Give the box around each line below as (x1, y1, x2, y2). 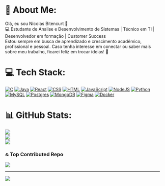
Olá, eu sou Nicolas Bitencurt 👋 (5, 21, 68, 26)
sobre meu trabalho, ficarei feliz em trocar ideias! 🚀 (5, 48, 109, 54)
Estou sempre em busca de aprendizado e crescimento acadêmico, (5, 38, 142, 44)
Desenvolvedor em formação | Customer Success (5, 33, 106, 39)
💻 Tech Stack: (5, 67, 66, 78)
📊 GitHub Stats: (5, 110, 72, 121)
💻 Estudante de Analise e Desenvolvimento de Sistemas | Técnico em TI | (5, 26, 155, 32)
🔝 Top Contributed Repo (5, 151, 64, 158)
